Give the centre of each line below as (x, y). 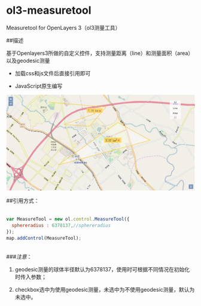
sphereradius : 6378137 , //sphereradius (61, 226)
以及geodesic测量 (28, 60)
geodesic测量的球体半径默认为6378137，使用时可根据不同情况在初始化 (102, 269)
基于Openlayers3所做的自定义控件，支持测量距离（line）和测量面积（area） (100, 53)
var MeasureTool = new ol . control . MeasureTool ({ (68, 219)
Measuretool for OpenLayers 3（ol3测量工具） (63, 27)
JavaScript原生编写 (39, 86)
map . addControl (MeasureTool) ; (44, 238)
